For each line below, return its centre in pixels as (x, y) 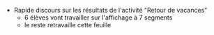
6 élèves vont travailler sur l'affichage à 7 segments (98, 17)
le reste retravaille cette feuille (68, 25)
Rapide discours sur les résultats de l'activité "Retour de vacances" (110, 10)
